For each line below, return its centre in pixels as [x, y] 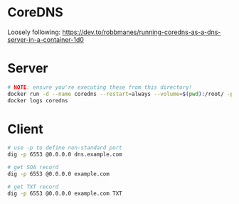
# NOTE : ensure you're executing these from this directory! [100, 87]
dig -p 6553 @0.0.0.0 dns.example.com [65, 155]
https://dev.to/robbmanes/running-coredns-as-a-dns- [142, 32]
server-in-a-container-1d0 [46, 39]
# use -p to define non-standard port [65, 148]
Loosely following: [34, 32]
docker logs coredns [38, 100]
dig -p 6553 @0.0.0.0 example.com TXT [65, 193]
